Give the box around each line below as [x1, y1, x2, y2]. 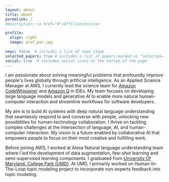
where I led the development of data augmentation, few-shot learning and [5, 150, 158, 156]
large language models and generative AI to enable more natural [5, 93, 138, 99]
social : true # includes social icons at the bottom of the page [5, 58, 147, 63]
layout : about [5, 7, 35, 13]
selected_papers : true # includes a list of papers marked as [5, 54, 138, 59]
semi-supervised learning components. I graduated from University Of [5, 155, 151, 161]
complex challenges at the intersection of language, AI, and [5, 124, 129, 130]
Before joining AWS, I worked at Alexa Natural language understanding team [5, 145, 163, 151]
